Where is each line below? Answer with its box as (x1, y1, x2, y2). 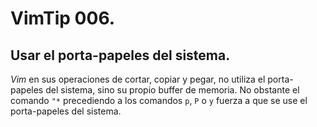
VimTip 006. (10, 7, 116, 30)
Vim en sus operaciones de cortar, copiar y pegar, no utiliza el (10, 73, 266, 85)
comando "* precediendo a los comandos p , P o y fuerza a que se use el (10, 95, 308, 106)
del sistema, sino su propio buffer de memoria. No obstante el (45, 84, 300, 96)
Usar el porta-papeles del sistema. (10, 47, 231, 64)
